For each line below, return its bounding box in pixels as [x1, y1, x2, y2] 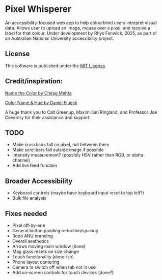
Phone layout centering [12, 259, 60, 265]
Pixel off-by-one [12, 222, 46, 228]
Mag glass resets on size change [12, 249, 80, 254]
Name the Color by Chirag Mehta [5, 90, 72, 96]
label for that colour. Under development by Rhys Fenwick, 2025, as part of [5, 30, 157, 36]
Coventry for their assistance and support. [5, 114, 91, 120]
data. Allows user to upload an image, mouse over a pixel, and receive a [5, 25, 151, 31]
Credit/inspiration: [5, 77, 63, 86]
